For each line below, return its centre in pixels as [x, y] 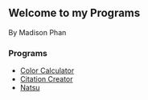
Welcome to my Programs [74, 13]
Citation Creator [47, 79]
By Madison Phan [37, 32]
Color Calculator [47, 70]
